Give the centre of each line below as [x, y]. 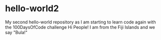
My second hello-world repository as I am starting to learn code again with [80, 22]
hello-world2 [32, 9]
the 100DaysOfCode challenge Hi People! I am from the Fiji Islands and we [80, 27]
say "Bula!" [16, 32]
